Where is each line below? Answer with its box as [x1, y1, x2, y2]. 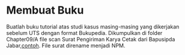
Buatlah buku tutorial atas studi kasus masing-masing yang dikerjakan [6, 23, 180, 30]
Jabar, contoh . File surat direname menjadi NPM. [6, 42, 126, 49]
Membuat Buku [6, 4, 84, 17]
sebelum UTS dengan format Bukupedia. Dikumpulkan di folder [6, 29, 163, 36]
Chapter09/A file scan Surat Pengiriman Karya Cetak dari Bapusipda [6, 35, 175, 43]
